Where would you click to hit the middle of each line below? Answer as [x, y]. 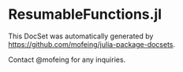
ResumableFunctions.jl [85, 14]
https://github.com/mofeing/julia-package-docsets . [92, 44]
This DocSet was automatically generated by [81, 36]
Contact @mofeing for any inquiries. [67, 59]
